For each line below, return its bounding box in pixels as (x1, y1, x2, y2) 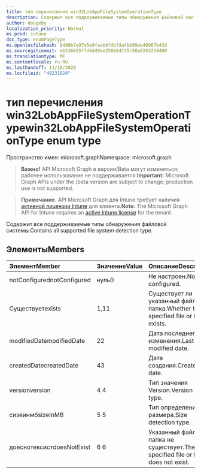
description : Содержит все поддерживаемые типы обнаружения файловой (6, 14, 184, 20)
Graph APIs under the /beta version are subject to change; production (20, 178, 193, 186)
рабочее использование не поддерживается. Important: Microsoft (20, 172, 190, 179)
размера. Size (148, 411, 188, 419)
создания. (148, 361, 178, 369)
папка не (148, 436, 175, 443)
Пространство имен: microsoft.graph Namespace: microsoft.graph (6, 154, 172, 161)
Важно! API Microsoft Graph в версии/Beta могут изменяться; (20, 165, 179, 173)
